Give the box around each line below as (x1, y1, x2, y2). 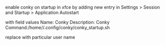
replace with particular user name (5, 34, 76, 40)
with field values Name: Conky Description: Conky (5, 19, 110, 25)
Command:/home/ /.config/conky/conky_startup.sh (5, 24, 110, 30)
